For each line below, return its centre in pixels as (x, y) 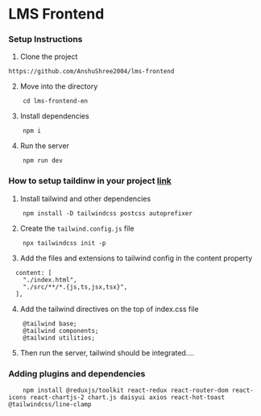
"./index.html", (50, 280)
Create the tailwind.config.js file (77, 228)
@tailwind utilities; (59, 338)
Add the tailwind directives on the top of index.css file (109, 309)
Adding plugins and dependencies (77, 373)
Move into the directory (59, 86)
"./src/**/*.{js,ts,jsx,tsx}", (75, 287)
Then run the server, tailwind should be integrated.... (107, 352)
